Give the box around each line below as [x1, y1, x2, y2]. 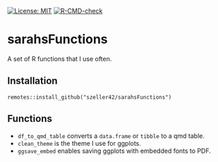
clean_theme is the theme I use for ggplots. [17, 139, 141, 147]
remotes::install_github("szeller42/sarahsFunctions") [7, 94, 172, 101]
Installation [7, 75, 58, 87]
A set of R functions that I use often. [7, 54, 112, 63]
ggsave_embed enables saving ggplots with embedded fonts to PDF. [17, 147, 212, 155]
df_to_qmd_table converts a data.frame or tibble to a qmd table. [17, 131, 205, 140]
